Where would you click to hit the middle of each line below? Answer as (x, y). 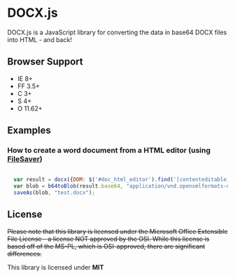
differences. (24, 253)
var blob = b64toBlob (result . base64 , (69, 186)
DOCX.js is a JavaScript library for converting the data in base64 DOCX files (117, 32)
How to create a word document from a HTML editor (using (109, 151)
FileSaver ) (25, 159)
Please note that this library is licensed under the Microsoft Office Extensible (117, 231)
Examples (29, 131)
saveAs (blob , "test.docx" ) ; (55, 193)
